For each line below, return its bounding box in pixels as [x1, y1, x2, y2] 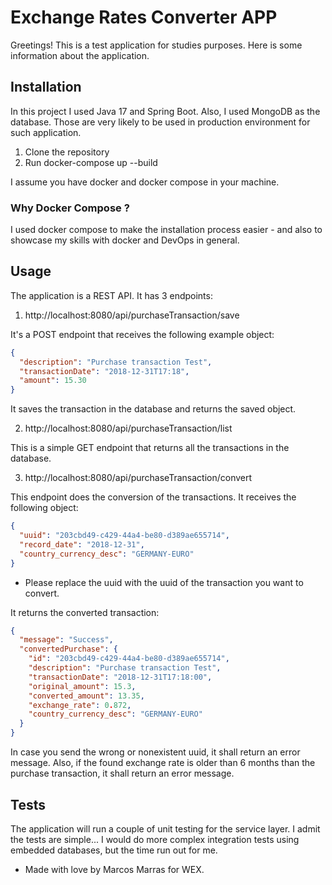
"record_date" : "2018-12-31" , [19, 539, 145, 550]
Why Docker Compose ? [10, 201, 130, 215]
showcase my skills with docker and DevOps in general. [10, 234, 240, 246]
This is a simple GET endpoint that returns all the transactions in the [10, 442, 290, 454]
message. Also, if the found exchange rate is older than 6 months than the [10, 757, 316, 769]
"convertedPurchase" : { [19, 644, 118, 655]
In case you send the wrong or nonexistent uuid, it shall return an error [10, 746, 301, 758]
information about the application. [10, 49, 150, 61]
